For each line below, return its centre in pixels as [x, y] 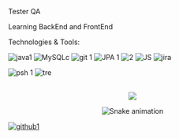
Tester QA [24, 11]
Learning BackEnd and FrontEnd [60, 26]
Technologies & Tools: [44, 42]
